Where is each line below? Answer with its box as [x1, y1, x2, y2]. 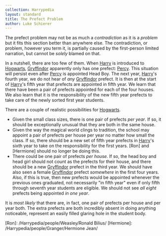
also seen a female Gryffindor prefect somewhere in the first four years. [12, 169, 160, 175]
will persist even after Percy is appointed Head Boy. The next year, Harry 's [5, 71, 157, 77]
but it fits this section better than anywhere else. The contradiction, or [5, 40, 148, 46]
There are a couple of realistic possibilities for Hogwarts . [5, 107, 121, 113]
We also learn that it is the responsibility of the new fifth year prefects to [5, 92, 153, 98]
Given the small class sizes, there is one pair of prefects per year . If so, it [12, 116, 162, 122]
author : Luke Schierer [5, 21, 52, 26]
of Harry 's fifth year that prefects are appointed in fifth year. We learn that [5, 81, 156, 87]
